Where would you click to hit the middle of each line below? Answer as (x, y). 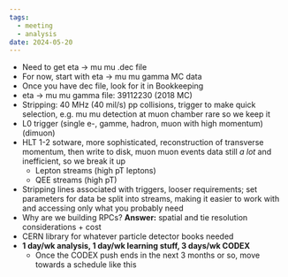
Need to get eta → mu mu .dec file (84, 67)
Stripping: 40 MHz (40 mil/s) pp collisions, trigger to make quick (139, 105)
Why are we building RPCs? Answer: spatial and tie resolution (135, 218)
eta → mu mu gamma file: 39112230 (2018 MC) (107, 96)
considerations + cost (61, 227)
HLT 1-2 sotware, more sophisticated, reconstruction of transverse (143, 142)
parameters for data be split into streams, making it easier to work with (151, 199)
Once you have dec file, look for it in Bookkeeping (113, 86)
